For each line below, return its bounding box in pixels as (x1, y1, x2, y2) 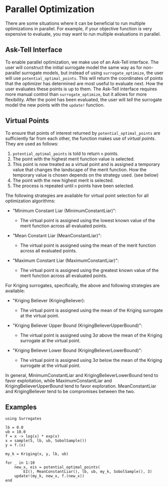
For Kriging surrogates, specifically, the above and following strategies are (5, 282, 160, 288)
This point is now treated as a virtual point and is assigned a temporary (12, 161, 160, 167)
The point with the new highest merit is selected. (12, 177, 114, 183)
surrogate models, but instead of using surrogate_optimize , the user (21, 70, 164, 76)
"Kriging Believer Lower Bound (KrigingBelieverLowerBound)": (12, 347, 143, 353)
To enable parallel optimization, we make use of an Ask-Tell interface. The (5, 59, 159, 65)
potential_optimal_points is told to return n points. (12, 150, 119, 156)
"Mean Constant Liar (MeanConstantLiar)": (12, 232, 102, 238)
